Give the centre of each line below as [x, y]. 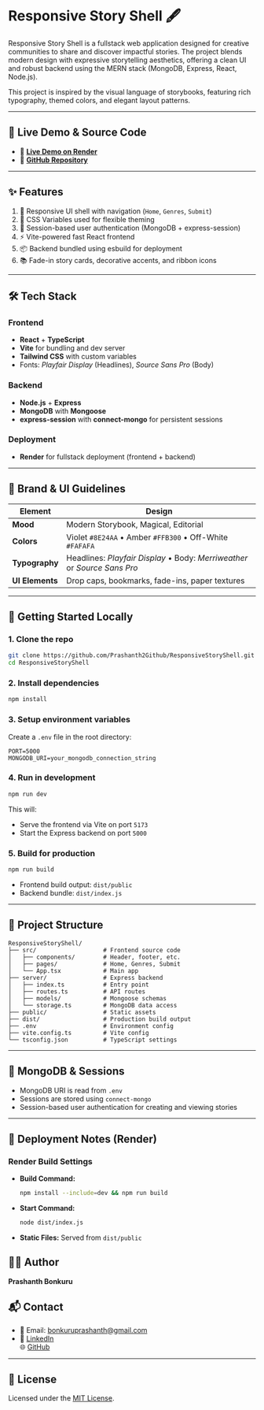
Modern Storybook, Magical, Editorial [135, 524]
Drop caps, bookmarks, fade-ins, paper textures [156, 581]
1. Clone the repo [41, 639]
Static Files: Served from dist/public [81, 1237]
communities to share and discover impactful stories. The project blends [125, 51]
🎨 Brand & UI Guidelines [67, 489]
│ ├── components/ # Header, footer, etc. [94, 957]
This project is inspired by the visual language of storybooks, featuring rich [130, 91]
